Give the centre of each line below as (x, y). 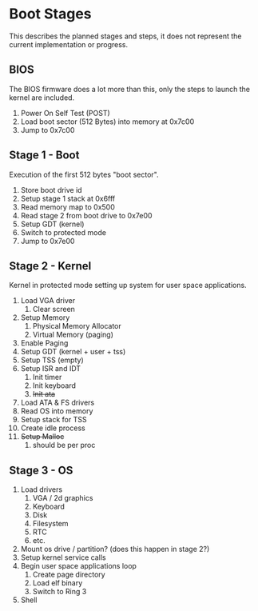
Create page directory (69, 575)
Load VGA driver (48, 301)
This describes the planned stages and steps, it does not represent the (125, 36)
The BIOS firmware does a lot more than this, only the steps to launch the (130, 89)
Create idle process (53, 428)
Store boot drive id (51, 190)
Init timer (47, 377)
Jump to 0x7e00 (48, 241)
